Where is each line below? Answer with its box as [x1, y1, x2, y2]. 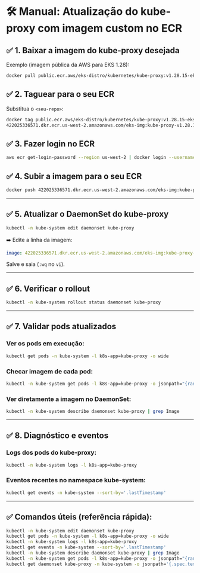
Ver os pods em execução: [6, 339, 85, 348]
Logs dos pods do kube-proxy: [6, 449, 97, 457]
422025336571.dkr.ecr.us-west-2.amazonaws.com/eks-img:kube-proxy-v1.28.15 [6, 122, 198, 128]
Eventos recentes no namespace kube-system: [6, 476, 146, 485]
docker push [6, 186, 36, 193]
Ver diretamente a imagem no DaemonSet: [6, 395, 132, 403]
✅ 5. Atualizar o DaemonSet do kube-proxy [6, 209, 169, 219]
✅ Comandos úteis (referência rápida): [6, 512, 152, 522]
